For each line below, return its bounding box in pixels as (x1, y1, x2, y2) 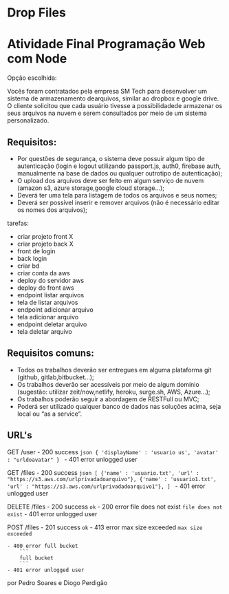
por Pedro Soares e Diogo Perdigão (7, 578, 108, 586)
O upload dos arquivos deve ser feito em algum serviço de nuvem (17, 176, 204, 184)
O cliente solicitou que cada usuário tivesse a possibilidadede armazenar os (7, 102, 223, 110)
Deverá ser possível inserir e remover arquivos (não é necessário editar (17, 198, 220, 206)
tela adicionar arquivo (17, 312, 79, 321)
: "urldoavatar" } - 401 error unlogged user (7, 455, 138, 463)
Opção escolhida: (7, 74, 57, 82)
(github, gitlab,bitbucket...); (17, 373, 94, 381)
